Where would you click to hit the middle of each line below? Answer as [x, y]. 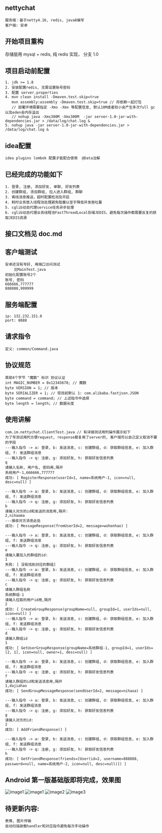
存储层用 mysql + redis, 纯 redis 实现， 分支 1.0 [52, 54]
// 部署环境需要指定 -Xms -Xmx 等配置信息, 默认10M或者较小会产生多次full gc [83, 107]
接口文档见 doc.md [34, 234]
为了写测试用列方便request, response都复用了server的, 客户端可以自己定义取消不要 [81, 437]
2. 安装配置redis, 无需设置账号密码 [38, 88]
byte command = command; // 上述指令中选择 [47, 398]
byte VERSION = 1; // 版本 [32, 388]
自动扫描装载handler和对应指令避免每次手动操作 [47, 826]
